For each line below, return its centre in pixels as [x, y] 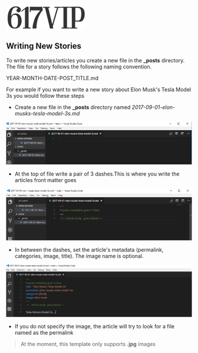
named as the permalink [44, 333]
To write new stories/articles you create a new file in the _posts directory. [95, 60]
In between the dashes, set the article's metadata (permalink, [89, 249]
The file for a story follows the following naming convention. [79, 67]
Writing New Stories [44, 46]
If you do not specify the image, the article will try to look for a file [95, 326]
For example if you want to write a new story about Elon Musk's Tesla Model [99, 89]
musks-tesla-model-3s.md [47, 113]
